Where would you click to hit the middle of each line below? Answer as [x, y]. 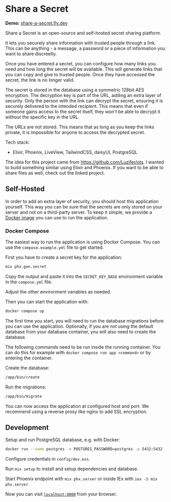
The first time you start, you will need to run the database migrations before [84, 321]
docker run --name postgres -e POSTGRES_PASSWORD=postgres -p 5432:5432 [84, 449]
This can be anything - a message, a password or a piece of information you [85, 48]
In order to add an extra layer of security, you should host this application [82, 201]
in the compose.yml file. [29, 282]
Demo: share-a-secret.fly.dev [36, 23]
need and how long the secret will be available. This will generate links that [84, 69]
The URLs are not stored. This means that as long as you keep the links [80, 127]
